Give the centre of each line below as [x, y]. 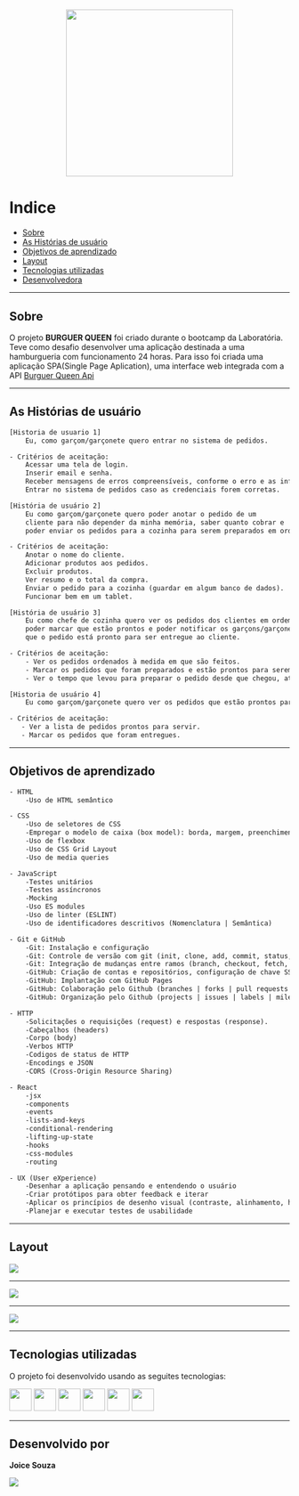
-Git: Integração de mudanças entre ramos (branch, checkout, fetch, [157, 964]
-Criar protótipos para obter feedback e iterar [117, 1195]
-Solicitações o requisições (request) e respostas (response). [147, 1021]
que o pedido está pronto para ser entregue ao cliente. [133, 638]
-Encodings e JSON [59, 1063]
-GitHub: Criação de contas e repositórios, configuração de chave [153, 972]
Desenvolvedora [52, 280]
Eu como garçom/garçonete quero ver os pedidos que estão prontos [151, 703]
